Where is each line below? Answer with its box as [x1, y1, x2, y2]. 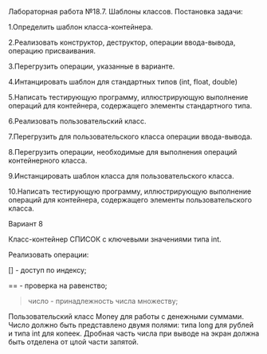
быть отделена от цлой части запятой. [8, 337, 139, 346]
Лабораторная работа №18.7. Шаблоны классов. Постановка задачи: [8, 7, 243, 16]
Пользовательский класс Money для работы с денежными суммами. [8, 312, 245, 321]
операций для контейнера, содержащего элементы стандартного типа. [8, 101, 253, 110]
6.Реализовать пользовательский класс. [8, 116, 147, 126]
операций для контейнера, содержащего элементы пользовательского [8, 195, 253, 204]
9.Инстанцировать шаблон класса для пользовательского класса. [8, 171, 235, 180]
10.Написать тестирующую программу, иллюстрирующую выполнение [8, 187, 252, 196]
